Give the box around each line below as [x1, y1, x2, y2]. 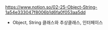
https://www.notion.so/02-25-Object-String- [5, 4, 97, 10]
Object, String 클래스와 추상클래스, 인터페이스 [12, 20, 103, 25]
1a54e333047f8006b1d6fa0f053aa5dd [5, 9, 86, 15]
